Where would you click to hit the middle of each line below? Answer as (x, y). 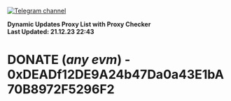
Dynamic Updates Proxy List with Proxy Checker (79, 24)
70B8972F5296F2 (61, 90)
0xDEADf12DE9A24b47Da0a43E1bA (115, 75)
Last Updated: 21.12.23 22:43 (51, 32)
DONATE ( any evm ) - (69, 60)
